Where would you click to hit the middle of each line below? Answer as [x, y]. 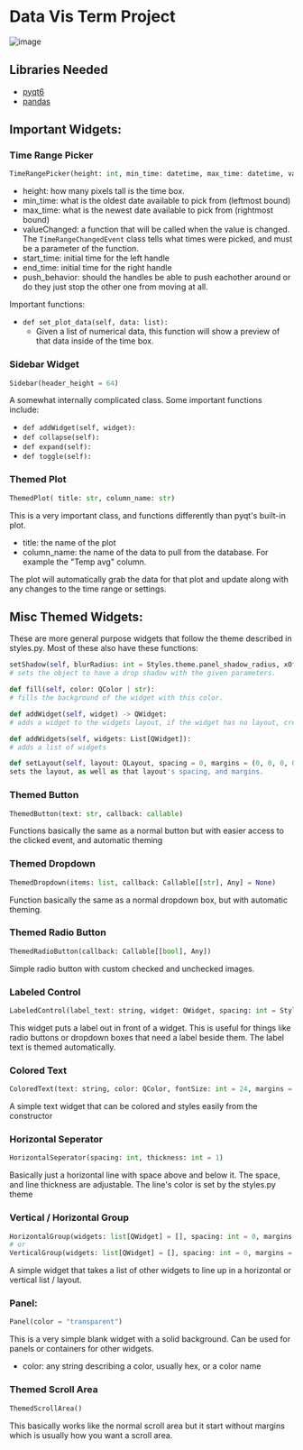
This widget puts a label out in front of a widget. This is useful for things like [150, 1028]
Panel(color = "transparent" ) [66, 1322]
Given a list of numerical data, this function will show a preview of [158, 332]
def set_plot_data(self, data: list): [95, 323]
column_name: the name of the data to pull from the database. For [145, 552]
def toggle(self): [57, 457]
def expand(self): [57, 447]
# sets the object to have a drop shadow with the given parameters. [143, 674]
